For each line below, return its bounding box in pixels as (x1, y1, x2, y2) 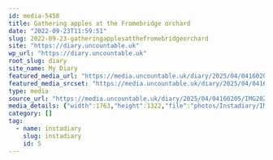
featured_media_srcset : (8, 79, 89, 87)
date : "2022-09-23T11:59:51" (8, 27, 107, 35)
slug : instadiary (23, 132, 82, 140)
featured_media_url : (8, 72, 79, 80)
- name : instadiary (15, 124, 82, 133)
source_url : (8, 95, 49, 103)
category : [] (8, 110, 53, 118)
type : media (8, 86, 49, 95)
